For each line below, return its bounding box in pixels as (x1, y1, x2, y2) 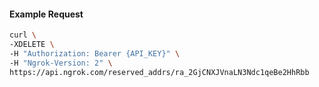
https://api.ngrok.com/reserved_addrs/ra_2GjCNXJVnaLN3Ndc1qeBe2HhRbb (9, 67, 310, 77)
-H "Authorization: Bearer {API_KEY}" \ (9, 48, 181, 59)
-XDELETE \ (9, 40, 55, 50)
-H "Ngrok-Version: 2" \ (9, 58, 113, 68)
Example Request (9, 8, 84, 20)
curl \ (9, 30, 37, 40)
